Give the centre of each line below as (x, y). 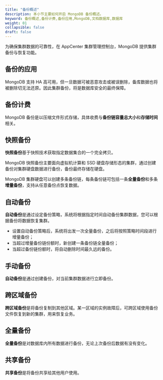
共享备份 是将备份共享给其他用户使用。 (43, 372)
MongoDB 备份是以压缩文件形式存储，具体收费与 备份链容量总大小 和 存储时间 (81, 117)
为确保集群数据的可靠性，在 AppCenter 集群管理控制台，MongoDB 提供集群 (81, 46)
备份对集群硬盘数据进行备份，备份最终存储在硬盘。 (56, 169)
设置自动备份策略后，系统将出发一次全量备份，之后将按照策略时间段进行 (84, 231)
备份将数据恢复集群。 (30, 221)
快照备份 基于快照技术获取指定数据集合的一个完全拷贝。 (60, 153)
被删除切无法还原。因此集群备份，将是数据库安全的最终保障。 (67, 88)
